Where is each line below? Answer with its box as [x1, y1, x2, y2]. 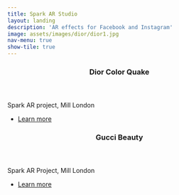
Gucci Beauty [95, 132, 143, 142]
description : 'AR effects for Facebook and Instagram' [7, 23, 173, 31]
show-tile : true [7, 43, 55, 51]
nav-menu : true [7, 37, 53, 44]
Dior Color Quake [89, 67, 150, 77]
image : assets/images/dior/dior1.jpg [7, 30, 119, 38]
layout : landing [7, 17, 55, 24]
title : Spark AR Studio [7, 10, 78, 18]
